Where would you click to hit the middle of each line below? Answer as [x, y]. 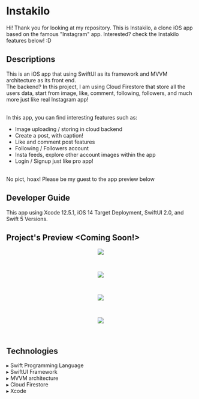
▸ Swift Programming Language [45, 365]
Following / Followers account [52, 148]
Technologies [32, 351]
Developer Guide [38, 198]
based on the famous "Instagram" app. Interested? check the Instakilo [93, 34]
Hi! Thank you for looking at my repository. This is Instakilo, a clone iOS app [99, 28]
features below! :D [29, 40]
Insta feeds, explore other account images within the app [85, 154]
